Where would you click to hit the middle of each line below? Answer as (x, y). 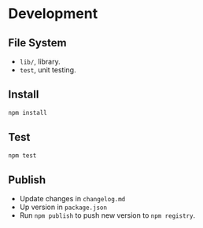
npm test (22, 155)
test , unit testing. (48, 70)
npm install (28, 112)
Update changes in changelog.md (72, 199)
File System (37, 43)
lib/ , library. (40, 61)
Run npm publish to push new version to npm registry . (107, 215)
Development (53, 14)
